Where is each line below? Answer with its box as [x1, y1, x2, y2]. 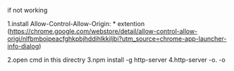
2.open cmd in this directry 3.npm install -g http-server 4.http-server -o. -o [7, 56, 226, 64]
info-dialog [7, 42, 39, 50]
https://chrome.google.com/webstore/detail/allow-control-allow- [9, 27, 198, 35]
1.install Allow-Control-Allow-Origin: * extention [7, 20, 145, 27]
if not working [7, 6, 48, 14]
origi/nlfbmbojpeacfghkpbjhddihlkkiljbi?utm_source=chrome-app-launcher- [7, 34, 227, 43]
